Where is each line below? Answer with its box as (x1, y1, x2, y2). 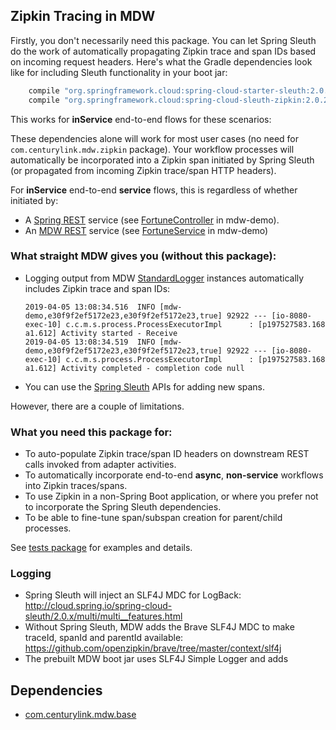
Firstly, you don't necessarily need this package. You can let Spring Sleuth (10, 34, 317, 46)
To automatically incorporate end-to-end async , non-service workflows (24, 469, 324, 481)
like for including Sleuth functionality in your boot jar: (10, 66, 228, 78)
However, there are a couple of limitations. (10, 400, 185, 412)
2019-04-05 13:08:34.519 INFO (24, 337, 156, 347)
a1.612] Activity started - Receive (24, 328, 178, 338)
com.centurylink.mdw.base (24, 709, 137, 721)
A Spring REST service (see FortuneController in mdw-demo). (24, 214, 280, 226)
